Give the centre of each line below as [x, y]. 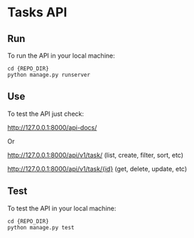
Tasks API [37, 12]
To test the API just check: [45, 114]
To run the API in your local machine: [61, 55]
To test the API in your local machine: [62, 208]
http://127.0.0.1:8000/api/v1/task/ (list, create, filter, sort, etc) [95, 155]
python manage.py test [41, 227]
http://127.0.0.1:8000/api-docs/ [52, 127]
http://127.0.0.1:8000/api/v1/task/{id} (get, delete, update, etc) [97, 168]
